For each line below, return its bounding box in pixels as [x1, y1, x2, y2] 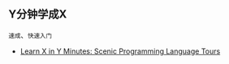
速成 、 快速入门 [8, 30, 53, 40]
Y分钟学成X [8, 7, 67, 22]
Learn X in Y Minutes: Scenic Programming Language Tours [19, 46, 221, 56]
